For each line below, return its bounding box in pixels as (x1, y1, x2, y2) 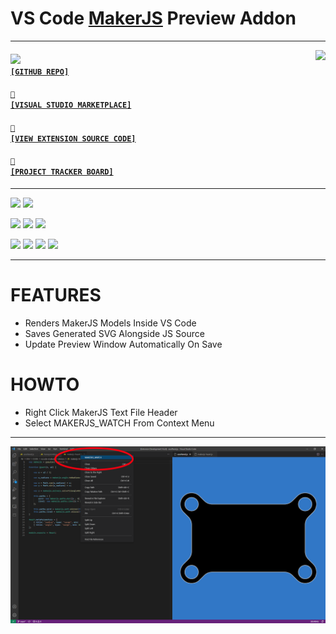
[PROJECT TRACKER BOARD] (10, 167, 114, 177)
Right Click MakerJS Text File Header (24, 406, 178, 418)
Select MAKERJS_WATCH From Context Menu (24, 417, 215, 429)
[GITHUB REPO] (10, 67, 70, 77)
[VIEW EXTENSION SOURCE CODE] (10, 133, 137, 144)
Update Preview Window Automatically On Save (24, 338, 223, 350)
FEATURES (10, 284, 102, 307)
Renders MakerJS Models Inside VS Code (24, 317, 197, 329)
